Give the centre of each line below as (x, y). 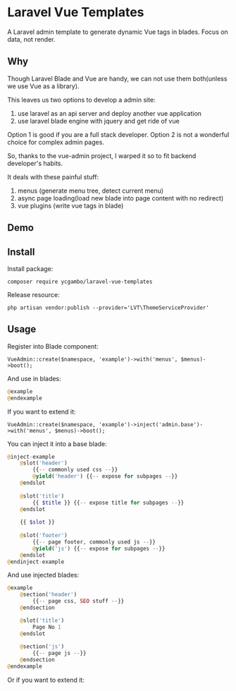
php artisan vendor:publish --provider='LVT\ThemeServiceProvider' (108, 308)
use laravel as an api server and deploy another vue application (110, 113)
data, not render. (31, 39)
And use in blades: (34, 378)
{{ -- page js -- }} (60, 654)
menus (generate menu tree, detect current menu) (91, 191)
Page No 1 (47, 627)
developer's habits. (35, 163)
